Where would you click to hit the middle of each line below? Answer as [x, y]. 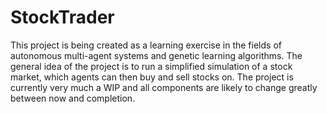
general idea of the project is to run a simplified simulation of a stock [151, 66]
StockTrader [62, 17]
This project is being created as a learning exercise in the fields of [146, 45]
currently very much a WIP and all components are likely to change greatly [164, 87]
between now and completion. [73, 98]
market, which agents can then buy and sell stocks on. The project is [152, 77]
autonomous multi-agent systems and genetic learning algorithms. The [156, 55]
